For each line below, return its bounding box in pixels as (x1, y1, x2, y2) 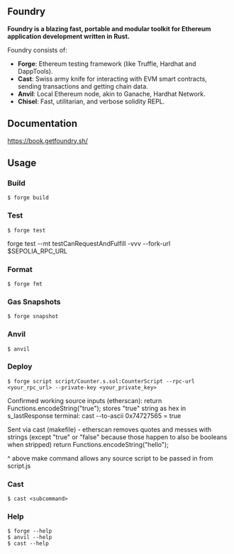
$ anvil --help (7, 534, 52, 541)
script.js (7, 461, 31, 470)
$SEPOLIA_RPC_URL (7, 247, 68, 255)
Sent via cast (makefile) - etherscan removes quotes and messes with (7, 425, 211, 434)
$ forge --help (7, 528, 52, 535)
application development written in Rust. (7, 32, 130, 40)
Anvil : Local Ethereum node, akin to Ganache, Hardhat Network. (17, 89, 206, 98)
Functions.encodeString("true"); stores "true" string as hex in (7, 404, 186, 412)
